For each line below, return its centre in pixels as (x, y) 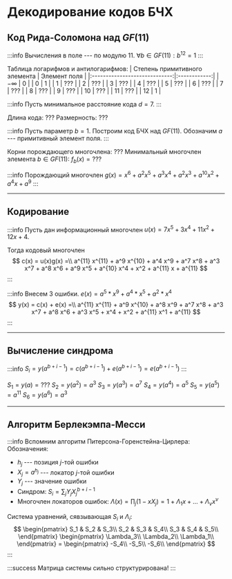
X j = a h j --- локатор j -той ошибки (66, 473)
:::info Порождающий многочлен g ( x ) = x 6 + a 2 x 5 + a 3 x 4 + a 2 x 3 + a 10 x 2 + (113, 175)
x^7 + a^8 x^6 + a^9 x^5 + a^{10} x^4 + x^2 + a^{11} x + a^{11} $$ (116, 268)
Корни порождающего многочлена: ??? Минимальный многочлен (104, 151)
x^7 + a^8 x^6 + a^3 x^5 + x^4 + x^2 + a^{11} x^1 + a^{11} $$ (116, 312)
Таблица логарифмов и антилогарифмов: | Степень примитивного (105, 68)
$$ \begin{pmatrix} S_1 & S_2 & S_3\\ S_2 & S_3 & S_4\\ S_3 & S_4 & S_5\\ (116, 529)
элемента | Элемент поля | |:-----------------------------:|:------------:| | (113, 76)
